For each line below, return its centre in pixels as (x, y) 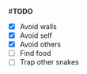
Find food (35, 54)
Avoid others (40, 44)
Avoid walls (38, 26)
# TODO (21, 11)
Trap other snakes (49, 62)
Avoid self (36, 35)
